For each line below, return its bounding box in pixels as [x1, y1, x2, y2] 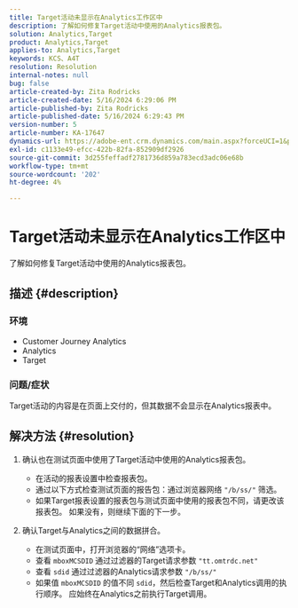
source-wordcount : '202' [9, 170, 101, 178]
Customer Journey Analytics [21, 336, 127, 346]
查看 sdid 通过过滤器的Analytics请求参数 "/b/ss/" [35, 565, 217, 577]
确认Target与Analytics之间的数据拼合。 [21, 525, 166, 535]
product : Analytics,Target [9, 37, 109, 47]
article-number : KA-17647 [9, 129, 105, 138]
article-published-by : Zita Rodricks [9, 104, 149, 113]
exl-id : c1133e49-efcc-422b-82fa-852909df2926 [9, 145, 184, 154]
